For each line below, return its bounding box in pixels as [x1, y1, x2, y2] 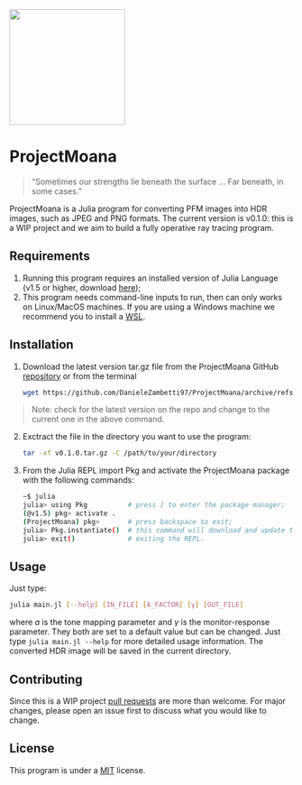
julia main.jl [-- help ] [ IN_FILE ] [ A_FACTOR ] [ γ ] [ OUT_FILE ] [9, 600, 244, 610]
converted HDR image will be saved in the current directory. [9, 645, 232, 657]
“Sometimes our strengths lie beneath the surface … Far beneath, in [31, 176, 284, 187]
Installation [9, 337, 74, 353]
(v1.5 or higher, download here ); [22, 282, 142, 292]
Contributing [9, 671, 83, 687]
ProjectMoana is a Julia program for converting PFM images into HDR [9, 203, 268, 214]
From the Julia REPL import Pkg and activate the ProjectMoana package [22, 465, 290, 476]
